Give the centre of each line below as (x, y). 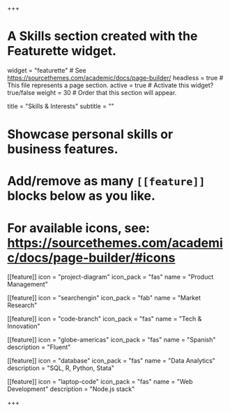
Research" (22, 305)
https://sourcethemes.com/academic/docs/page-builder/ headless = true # (115, 78)
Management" (28, 284)
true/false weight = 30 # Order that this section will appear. (92, 92)
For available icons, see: (79, 228)
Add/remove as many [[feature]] (106, 181)
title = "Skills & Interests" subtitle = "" (61, 106)
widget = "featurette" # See (47, 70)
